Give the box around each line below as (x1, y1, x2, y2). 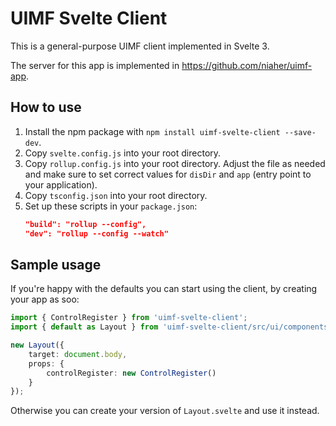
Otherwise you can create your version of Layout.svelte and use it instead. (10, 405, 320, 417)
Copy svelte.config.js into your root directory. (24, 147, 222, 159)
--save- (284, 127, 317, 137)
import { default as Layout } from (10, 322, 159, 332)
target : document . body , (28, 349, 128, 359)
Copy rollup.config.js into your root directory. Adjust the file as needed (24, 157, 326, 169)
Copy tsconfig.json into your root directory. (24, 189, 208, 201)
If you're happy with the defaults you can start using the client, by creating (10, 283, 318, 295)
